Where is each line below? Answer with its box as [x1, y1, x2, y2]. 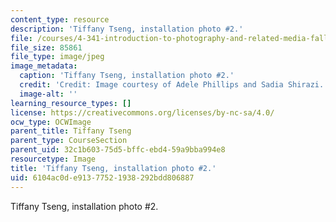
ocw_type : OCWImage [10, 117, 92, 127]
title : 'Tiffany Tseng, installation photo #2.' [10, 163, 217, 173]
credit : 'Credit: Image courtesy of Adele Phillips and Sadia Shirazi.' [19, 80, 329, 90]
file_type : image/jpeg [10, 52, 105, 62]
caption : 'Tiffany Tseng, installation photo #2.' [19, 71, 235, 81]
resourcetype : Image [10, 154, 97, 164]
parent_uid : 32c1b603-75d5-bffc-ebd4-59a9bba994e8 [10, 145, 226, 155]
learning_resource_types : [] [10, 98, 132, 108]
